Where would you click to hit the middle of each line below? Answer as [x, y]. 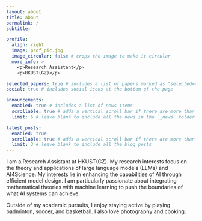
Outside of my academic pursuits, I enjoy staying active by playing [88, 205]
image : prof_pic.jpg [37, 51]
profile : [17, 40]
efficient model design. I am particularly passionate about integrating [92, 181]
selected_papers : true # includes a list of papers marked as [86, 84]
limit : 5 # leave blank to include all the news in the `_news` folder [103, 117]
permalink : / [23, 23]
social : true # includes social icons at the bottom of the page [90, 89]
